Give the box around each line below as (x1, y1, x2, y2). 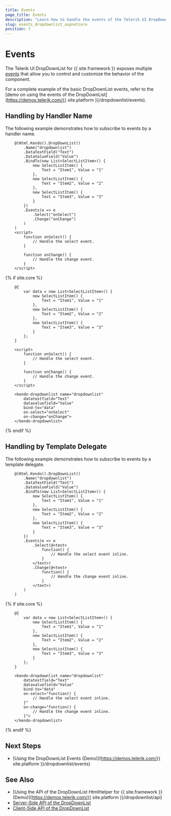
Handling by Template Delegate (5, 442, 107, 451)
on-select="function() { (23, 691, 76, 696)
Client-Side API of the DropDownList (12, 805, 90, 811)
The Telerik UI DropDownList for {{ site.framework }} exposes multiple (5, 65, 153, 71)
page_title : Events (5, 12, 47, 17)
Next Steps (5, 741, 41, 751)
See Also (5, 775, 34, 784)
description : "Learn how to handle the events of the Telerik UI (5, 17, 147, 22)
